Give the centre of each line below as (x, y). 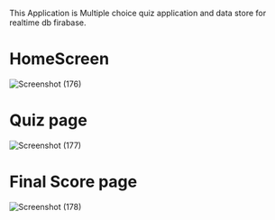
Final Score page (73, 182)
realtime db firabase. (48, 23)
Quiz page (48, 120)
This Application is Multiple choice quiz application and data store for (138, 13)
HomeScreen (60, 59)
